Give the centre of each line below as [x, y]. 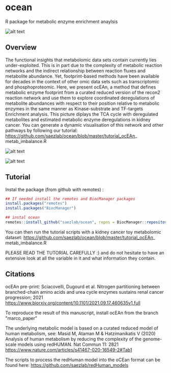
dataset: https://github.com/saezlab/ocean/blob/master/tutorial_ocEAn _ [80, 237]
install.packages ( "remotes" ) [36, 203]
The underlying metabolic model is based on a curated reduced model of [82, 328]
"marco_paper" [21, 318]
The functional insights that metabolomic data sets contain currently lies [81, 60]
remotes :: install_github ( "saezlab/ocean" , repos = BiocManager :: [76, 222]
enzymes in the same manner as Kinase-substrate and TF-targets [74, 108]
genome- [152, 339]
